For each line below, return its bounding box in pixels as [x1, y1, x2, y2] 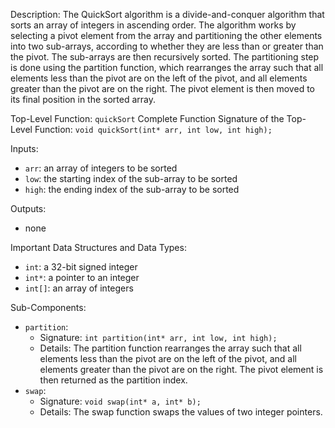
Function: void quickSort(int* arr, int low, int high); [34, 124, 273, 135]
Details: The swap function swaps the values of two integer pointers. [39, 406, 323, 418]
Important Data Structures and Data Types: [10, 242, 187, 253]
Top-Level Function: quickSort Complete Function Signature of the [10, 113, 285, 124]
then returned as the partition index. [39, 374, 188, 386]
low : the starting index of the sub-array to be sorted [24, 173, 238, 184]
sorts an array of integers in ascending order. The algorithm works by [10, 19, 297, 31]
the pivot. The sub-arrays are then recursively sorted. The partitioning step [10, 51, 320, 63]
